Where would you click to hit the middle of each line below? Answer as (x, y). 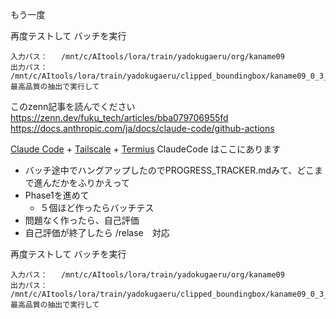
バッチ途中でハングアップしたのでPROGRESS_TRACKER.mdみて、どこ (169, 170)
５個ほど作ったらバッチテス (97, 207)
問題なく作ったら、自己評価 (82, 220)
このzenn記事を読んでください (73, 106)
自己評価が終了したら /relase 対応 (97, 232)
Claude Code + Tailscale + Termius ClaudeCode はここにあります (146, 149)
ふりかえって (104, 182)
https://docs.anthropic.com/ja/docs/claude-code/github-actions (142, 128)
